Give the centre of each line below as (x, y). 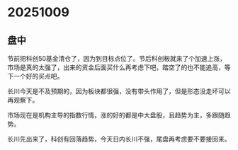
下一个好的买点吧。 (35, 76)
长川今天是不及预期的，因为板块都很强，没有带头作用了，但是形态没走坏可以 (119, 91)
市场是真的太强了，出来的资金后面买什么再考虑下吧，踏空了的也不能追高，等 (119, 67)
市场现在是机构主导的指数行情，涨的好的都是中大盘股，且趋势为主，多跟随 (116, 115)
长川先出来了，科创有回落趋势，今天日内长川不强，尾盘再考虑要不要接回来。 (119, 139)
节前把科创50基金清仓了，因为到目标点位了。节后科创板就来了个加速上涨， (117, 58)
